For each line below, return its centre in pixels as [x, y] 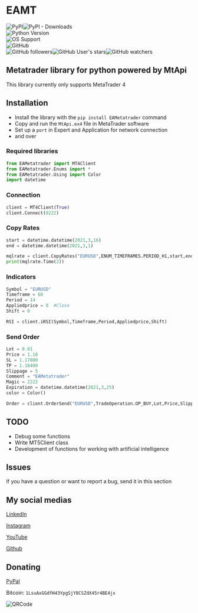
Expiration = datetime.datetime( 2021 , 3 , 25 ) [60, 388]
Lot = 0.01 [19, 349]
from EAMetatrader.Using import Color [54, 175]
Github [14, 549]
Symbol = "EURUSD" [29, 289]
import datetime [26, 180]
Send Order [23, 337]
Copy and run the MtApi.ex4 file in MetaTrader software [82, 123]
